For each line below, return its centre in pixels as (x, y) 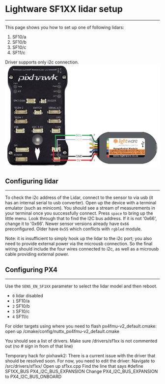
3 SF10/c (21, 312)
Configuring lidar (32, 181)
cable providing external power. (37, 254)
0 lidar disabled (27, 296)
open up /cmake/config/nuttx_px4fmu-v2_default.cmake (62, 331)
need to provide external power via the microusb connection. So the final (79, 244)
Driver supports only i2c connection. (42, 62)
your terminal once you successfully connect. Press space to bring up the (79, 213)
